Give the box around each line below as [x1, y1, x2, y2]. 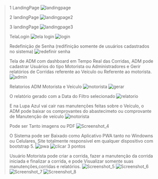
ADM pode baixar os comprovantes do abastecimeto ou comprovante [9, 108, 152, 114]
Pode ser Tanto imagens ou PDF [9, 123, 75, 129]
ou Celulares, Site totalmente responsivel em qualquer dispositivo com [9, 138, 154, 144]
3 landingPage [9, 24, 39, 30]
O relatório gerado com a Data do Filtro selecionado [9, 93, 115, 99]
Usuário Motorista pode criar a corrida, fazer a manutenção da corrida [9, 153, 153, 159]
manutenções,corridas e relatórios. [9, 164, 81, 169]
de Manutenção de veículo [9, 113, 64, 119]
